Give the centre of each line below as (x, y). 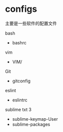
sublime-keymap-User (35, 119)
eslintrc (20, 100)
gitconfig (21, 81)
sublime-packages (31, 124)
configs (21, 9)
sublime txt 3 (18, 109)
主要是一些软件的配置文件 (31, 23)
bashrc (19, 42)
